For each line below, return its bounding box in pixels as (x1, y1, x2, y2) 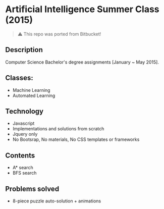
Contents (5, 151, 35, 160)
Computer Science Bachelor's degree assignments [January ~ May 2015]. (5, 59, 159, 65)
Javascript (12, 120, 35, 127)
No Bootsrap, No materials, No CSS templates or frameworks (12, 136, 140, 142)
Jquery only (12, 131, 38, 137)
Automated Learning (12, 92, 56, 98)
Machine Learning (12, 87, 50, 93)
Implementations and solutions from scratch (12, 126, 104, 132)
